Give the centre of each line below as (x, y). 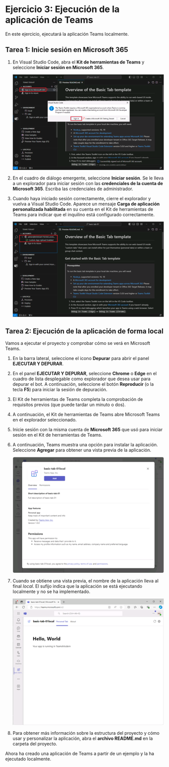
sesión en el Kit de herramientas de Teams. (57, 435)
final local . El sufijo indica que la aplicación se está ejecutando (77, 586)
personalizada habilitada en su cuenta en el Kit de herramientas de (83, 209)
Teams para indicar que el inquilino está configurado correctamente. (83, 215)
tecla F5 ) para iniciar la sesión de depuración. (60, 389)
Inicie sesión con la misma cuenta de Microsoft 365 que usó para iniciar (88, 429)
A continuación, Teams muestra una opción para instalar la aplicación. (85, 444)
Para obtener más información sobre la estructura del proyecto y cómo (86, 733)
